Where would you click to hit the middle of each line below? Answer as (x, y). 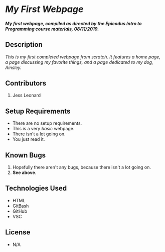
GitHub (20, 211)
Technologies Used (36, 188)
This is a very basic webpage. (43, 129)
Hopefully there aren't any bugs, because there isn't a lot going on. (82, 167)
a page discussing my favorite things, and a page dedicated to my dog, (79, 62)
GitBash (21, 206)
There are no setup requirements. (47, 123)
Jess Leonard (27, 95)
